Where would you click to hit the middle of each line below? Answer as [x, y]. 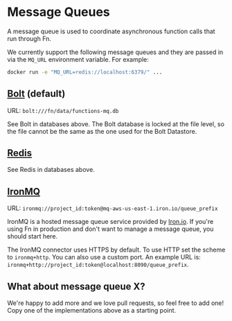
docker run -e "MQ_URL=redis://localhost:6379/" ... [85, 72]
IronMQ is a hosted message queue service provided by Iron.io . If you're [110, 222]
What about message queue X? [76, 286]
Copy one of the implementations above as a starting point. [92, 311]
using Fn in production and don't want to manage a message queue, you [110, 229]
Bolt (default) [36, 94]
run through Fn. [29, 38]
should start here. [32, 236]
